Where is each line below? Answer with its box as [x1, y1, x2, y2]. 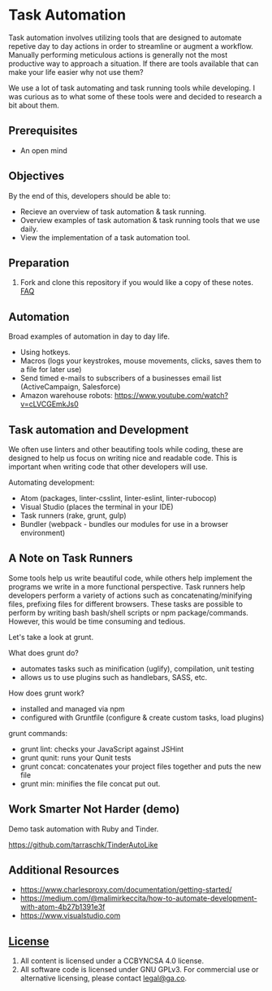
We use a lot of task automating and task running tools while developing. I [8, 83, 256, 93]
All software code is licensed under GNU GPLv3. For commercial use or [19, 965, 259, 975]
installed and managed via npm [19, 704, 126, 713]
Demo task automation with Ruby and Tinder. [8, 824, 159, 834]
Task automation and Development [8, 423, 189, 436]
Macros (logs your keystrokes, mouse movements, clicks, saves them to [19, 356, 261, 366]
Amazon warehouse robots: [19, 391, 113, 401]
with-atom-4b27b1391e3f [19, 902, 106, 912]
